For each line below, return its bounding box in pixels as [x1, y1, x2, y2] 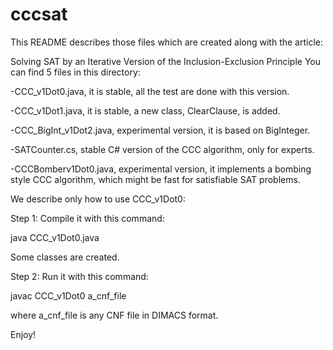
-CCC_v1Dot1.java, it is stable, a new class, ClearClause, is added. [10, 104, 281, 117]
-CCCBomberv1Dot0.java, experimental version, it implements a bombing [10, 163, 312, 175]
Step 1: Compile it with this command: [10, 212, 165, 224]
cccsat [10, 3, 68, 26]
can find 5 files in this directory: [10, 66, 141, 78]
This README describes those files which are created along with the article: [10, 36, 323, 48]
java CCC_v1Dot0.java [10, 231, 100, 243]
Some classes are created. [10, 251, 120, 263]
